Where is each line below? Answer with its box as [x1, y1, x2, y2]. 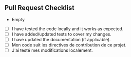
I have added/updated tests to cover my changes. [11, 31, 112, 37]
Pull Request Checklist [4, 4, 75, 12]
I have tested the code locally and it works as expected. [11, 26, 124, 32]
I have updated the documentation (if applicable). [11, 36, 111, 42]
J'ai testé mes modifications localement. [11, 47, 93, 53]
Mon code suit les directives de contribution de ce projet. [11, 42, 127, 47]
